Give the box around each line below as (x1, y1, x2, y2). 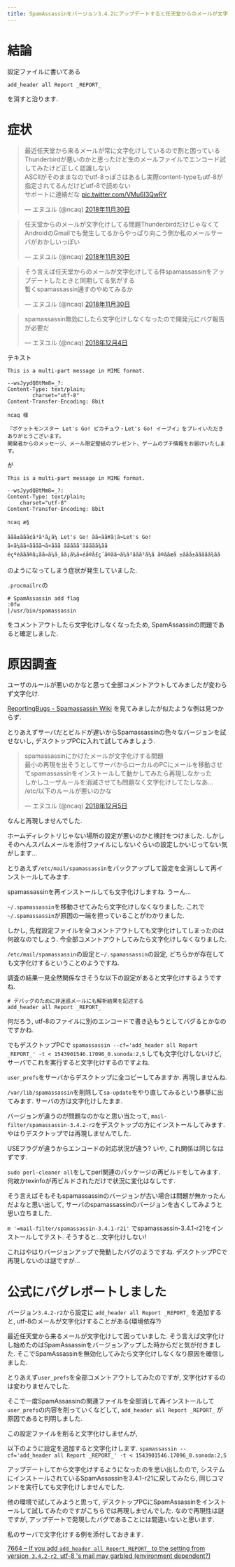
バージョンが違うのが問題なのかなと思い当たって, (7, 1112, 150, 1120)
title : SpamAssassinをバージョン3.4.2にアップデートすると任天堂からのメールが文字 (7, 10, 229, 18)
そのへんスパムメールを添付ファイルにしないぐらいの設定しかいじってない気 (7, 840, 228, 849)
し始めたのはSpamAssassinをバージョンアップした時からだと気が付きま (7, 1341, 215, 1349)
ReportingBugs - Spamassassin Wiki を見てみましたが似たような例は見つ (7, 705, 218, 713)
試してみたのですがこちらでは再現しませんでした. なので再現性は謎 (31, 1507, 225, 1515)
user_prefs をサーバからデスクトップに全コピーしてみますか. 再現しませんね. (7, 1073, 227, 1081)
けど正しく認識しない (48, 164, 111, 172)
